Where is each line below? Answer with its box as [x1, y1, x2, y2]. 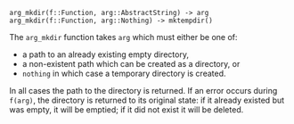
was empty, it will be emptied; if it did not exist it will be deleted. [9, 104, 244, 115]
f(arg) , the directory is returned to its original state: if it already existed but [9, 95, 285, 105]
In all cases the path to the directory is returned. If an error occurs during [9, 86, 278, 95]
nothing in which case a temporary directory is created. [21, 68, 226, 79]
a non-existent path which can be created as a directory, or [21, 59, 241, 69]
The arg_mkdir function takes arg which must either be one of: [9, 32, 238, 42]
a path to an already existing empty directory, [21, 49, 190, 60]
